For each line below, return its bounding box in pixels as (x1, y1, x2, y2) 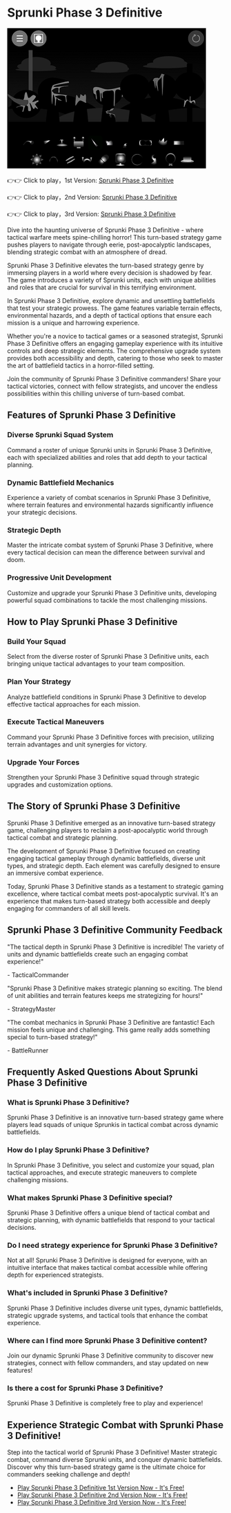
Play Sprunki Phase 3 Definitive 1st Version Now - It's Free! (17, 1483, 185, 1492)
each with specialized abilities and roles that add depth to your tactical (7, 453, 208, 461)
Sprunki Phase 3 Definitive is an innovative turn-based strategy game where (7, 1113, 224, 1121)
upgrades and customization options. (7, 780, 113, 789)
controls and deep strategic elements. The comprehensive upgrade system (7, 347, 221, 355)
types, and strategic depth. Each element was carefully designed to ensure (7, 861, 221, 869)
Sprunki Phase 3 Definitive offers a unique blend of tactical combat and (7, 1208, 210, 1217)
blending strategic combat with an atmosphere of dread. (7, 247, 168, 256)
